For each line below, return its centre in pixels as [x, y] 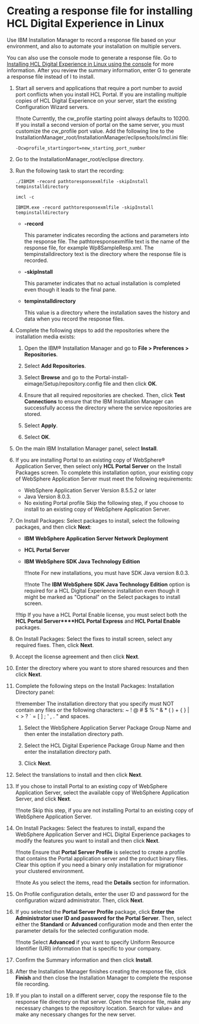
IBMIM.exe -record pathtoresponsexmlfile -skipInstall [84, 207]
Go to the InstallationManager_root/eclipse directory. [80, 159]
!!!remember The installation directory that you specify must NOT [94, 703]
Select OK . [37, 437]
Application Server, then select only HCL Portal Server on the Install [98, 466]
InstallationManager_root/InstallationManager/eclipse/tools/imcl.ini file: [102, 137]
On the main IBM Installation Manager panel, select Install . [87, 448]
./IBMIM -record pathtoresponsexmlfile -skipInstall [82, 181]
